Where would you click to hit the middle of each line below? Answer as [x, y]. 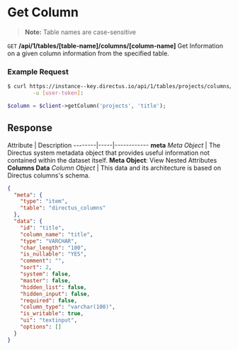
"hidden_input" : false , [55, 294]
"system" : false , [46, 274]
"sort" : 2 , [36, 268]
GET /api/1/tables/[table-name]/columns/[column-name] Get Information [115, 45]
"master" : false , [46, 280]
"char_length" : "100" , [53, 248]
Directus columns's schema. [49, 175]
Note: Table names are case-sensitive [80, 32]
